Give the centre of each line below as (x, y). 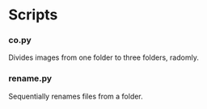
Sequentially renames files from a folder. (76, 96)
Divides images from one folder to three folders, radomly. (104, 57)
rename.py (30, 78)
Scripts (33, 15)
